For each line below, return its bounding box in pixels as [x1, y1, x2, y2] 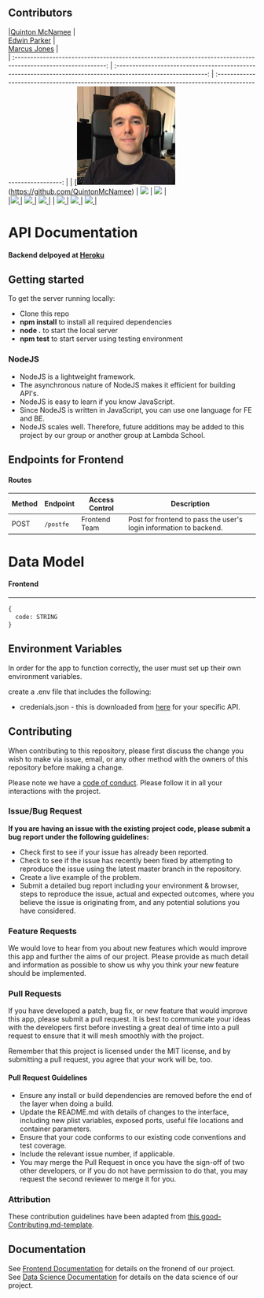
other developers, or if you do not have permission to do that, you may [19, 1166, 248, 1175]
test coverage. [19, 1140, 67, 1150]
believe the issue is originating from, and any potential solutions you [19, 897, 240, 907]
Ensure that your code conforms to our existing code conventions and [19, 1132, 246, 1141]
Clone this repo [19, 309, 69, 318]
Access [89, 495, 114, 504]
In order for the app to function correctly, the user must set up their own [8, 663, 241, 673]
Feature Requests [8, 925, 77, 936]
